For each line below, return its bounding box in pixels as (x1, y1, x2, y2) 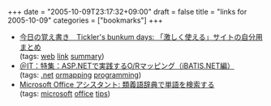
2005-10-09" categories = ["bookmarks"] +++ (7, 15, 163, 25)
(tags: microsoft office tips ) (19, 89, 111, 98)
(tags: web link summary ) (19, 52, 105, 61)
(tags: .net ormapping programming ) (19, 70, 142, 79)
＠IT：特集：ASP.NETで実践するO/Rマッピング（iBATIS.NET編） (19, 61, 234, 70)
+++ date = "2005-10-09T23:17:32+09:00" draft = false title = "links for (7, 7, 247, 16)
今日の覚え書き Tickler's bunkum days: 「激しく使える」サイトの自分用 (19, 32, 263, 41)
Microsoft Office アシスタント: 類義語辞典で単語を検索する (19, 80, 215, 89)
